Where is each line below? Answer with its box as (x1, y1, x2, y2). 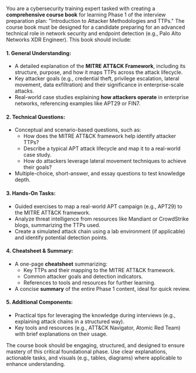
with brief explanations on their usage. (14, 331, 108, 338)
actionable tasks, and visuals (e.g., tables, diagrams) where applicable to (6, 354, 183, 361)
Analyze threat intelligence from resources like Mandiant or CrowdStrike (14, 215, 189, 222)
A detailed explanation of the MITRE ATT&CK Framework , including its (14, 63, 186, 70)
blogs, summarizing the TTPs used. (14, 221, 101, 228)
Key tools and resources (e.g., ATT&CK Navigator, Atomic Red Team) (14, 324, 181, 331)
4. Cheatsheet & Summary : (6, 247, 73, 255)
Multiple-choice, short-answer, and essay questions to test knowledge (14, 170, 185, 177)
